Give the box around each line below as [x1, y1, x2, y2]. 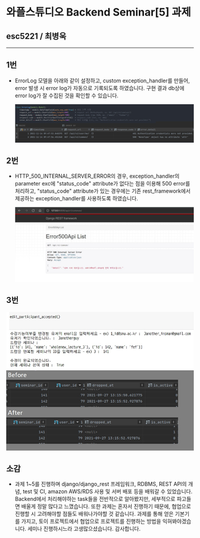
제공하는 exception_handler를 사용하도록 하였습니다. [14, 195, 139, 202]
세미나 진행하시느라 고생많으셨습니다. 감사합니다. [27, 525, 141, 533]
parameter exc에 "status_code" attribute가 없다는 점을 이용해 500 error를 [14, 180, 190, 187]
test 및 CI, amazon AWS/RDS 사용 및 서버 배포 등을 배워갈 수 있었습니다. [23, 488, 193, 495]
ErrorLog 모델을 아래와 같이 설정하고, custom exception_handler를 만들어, [14, 77, 190, 84]
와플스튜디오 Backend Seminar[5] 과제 [6, 5, 192, 19]
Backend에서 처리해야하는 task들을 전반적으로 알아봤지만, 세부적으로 [14, 496, 176, 503]
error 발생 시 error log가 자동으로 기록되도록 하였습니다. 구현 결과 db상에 [14, 84, 185, 91]
